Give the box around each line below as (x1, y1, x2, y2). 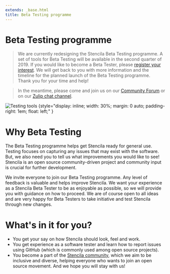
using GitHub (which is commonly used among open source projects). (12, 247, 159, 253)
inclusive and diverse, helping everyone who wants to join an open (12, 258, 152, 264)
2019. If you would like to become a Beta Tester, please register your (17, 62, 161, 68)
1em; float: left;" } (17, 108, 54, 114)
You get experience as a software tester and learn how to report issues (12, 241, 161, 248)
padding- (145, 103, 165, 109)
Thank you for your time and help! (17, 78, 89, 84)
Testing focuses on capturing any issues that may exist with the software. (5, 148, 159, 155)
